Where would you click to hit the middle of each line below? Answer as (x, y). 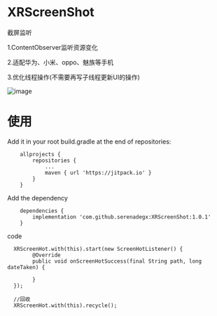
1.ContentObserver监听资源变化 (52, 47)
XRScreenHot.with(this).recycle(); (65, 305)
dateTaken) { (26, 267)
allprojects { (40, 154)
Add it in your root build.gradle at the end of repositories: (89, 142)
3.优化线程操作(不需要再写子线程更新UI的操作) (73, 77)
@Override (47, 255)
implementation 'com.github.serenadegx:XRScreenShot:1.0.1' (122, 217)
